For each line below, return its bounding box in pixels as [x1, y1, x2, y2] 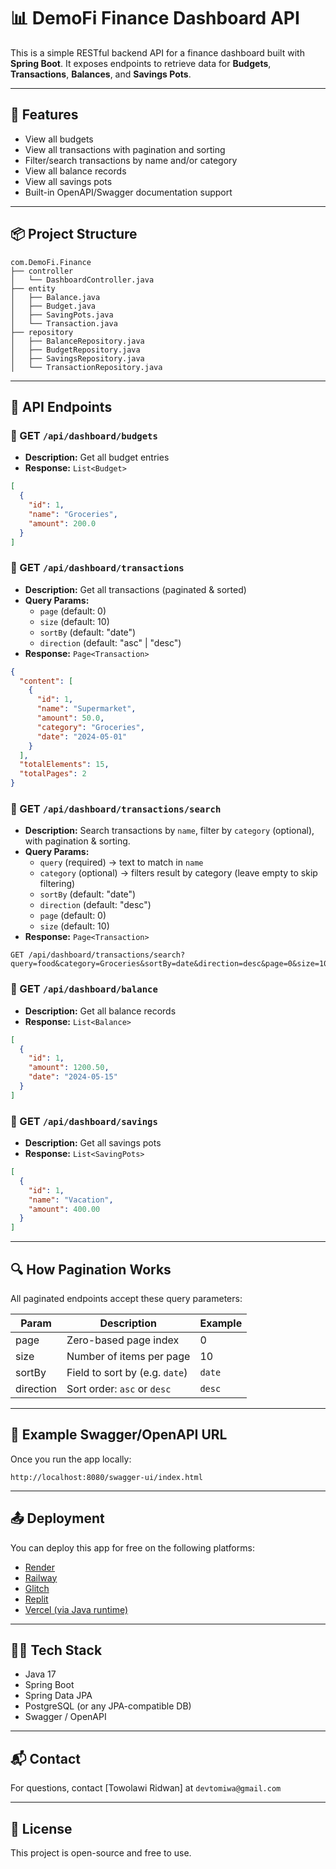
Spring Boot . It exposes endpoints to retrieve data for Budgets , [10, 57, 272, 69]
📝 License [10, 1820, 73, 1837]
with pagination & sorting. [24, 835, 131, 847]
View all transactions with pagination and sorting [24, 143, 226, 155]
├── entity [10, 283, 56, 294]
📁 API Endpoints [10, 398, 113, 415]
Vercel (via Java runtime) [24, 1603, 129, 1615]
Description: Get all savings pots [24, 1137, 162, 1149]
